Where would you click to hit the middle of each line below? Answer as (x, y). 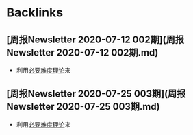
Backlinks (35, 13)
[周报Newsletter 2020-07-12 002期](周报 (95, 39)
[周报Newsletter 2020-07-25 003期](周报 (96, 94)
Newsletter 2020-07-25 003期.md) (83, 107)
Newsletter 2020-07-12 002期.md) (82, 52)
